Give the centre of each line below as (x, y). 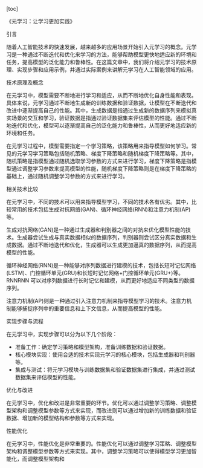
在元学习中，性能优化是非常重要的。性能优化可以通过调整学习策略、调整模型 (101, 444)
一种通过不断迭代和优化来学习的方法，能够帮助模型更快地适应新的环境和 (107, 54)
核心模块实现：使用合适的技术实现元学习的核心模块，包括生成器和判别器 (105, 354)
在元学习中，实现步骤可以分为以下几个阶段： (62, 334)
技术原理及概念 (25, 82)
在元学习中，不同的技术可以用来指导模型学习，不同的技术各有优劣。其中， (99, 202)
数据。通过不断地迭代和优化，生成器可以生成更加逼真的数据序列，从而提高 (104, 245)
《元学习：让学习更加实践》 (41, 21)
